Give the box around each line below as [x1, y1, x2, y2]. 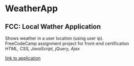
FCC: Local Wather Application [5, 22, 101, 31]
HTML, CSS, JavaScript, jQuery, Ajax [5, 46, 80, 51]
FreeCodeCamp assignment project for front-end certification [5, 41, 130, 46]
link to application [5, 55, 41, 61]
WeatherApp [5, 3, 58, 14]
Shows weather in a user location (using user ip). [5, 35, 104, 41]
